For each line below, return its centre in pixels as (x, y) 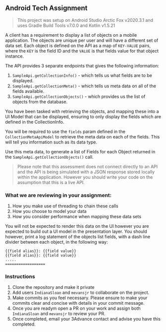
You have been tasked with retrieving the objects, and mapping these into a (82, 111)
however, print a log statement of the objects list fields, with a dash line (78, 237)
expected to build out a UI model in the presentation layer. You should (76, 232)
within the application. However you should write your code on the (85, 177)
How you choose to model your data (49, 211)
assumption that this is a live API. (51, 182)
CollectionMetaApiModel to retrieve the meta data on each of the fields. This (83, 136)
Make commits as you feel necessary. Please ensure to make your (80, 298)
